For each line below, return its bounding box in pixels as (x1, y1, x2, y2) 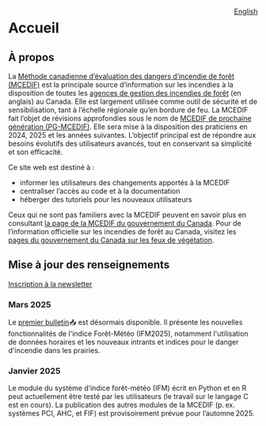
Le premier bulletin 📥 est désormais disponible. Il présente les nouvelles (8, 318, 243, 327)
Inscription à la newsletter (8, 279, 93, 288)
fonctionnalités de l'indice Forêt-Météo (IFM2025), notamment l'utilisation (8, 329, 249, 339)
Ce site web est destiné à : (8, 162, 95, 172)
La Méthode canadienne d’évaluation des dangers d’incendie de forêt (8, 71, 235, 81)
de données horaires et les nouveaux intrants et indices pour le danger (8, 337, 239, 347)
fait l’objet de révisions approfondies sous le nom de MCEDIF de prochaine (8, 114, 252, 123)
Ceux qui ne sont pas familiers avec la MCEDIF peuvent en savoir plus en (8, 210, 247, 219)
